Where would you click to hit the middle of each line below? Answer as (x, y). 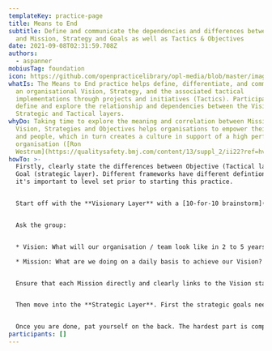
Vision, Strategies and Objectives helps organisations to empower (132, 129)
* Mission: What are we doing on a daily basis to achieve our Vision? (139, 261)
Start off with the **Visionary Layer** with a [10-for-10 (117, 203)
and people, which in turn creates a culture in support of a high (132, 136)
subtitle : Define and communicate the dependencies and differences (126, 31)
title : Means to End (43, 24)
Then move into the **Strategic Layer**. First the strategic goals (134, 305)
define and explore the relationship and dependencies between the (132, 106)
